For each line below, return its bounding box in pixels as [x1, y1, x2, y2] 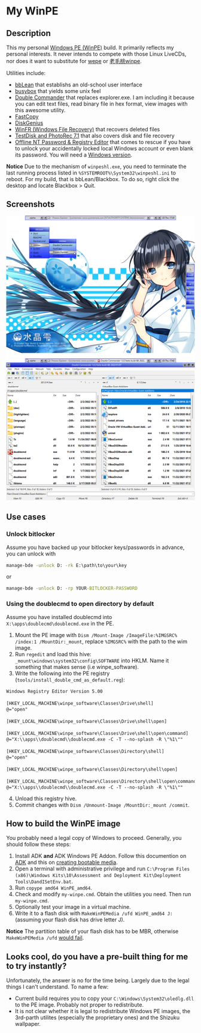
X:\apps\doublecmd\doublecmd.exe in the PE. [6, 620, 114, 627]
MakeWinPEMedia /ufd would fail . [6, 934, 84, 941]
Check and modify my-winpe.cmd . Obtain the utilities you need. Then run [14, 891, 191, 898]
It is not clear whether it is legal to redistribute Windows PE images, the [14, 1008, 191, 1015]
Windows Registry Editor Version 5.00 [6, 688, 103, 694]
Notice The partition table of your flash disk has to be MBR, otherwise [6, 928, 179, 935]
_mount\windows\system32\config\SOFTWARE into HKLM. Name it [14, 657, 169, 664]
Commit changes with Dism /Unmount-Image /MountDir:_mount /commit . [14, 801, 190, 808]
